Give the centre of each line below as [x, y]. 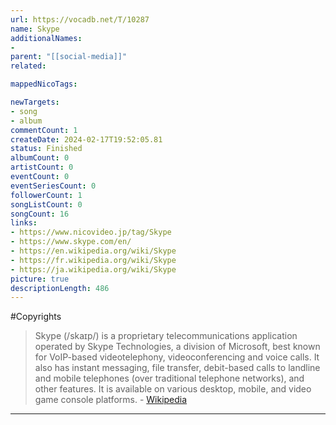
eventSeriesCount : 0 [53, 186]
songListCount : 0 [46, 204]
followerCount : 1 [46, 195]
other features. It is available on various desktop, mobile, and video [173, 389]
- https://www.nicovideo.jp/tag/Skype [91, 232]
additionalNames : [46, 38]
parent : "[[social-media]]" [69, 57]
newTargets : [35, 102]
